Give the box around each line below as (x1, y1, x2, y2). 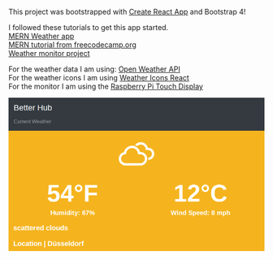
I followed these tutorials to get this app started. (8, 23, 169, 32)
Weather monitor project (8, 49, 90, 58)
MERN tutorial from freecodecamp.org (8, 40, 136, 50)
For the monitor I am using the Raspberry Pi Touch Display (8, 81, 203, 91)
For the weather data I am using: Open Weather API (8, 64, 180, 74)
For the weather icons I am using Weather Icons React (8, 73, 189, 82)
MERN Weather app (8, 32, 75, 41)
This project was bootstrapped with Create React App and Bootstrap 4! (8, 7, 246, 16)
